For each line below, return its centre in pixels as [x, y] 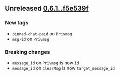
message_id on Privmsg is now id [45, 63]
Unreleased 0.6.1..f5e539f [47, 8]
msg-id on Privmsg [31, 39]
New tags [17, 23]
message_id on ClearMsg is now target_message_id [64, 68]
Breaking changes [27, 52]
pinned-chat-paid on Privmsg [42, 33]
